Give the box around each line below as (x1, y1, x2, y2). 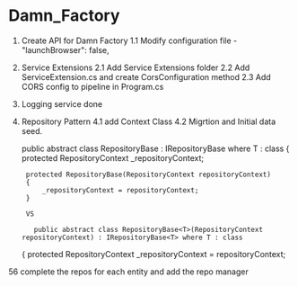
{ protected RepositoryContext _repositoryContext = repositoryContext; (21, 248, 286, 259)
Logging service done (21, 98, 103, 109)
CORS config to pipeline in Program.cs (21, 81, 164, 92)
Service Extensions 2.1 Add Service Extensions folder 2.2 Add (21, 62, 250, 73)
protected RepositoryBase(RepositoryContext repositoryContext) (25, 170, 271, 179)
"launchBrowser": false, (21, 44, 110, 55)
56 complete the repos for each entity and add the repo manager (8, 266, 249, 277)
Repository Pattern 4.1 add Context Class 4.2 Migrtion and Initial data (21, 116, 276, 127)
